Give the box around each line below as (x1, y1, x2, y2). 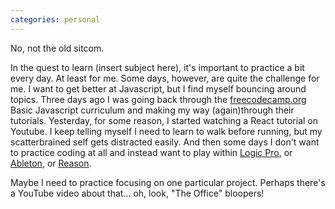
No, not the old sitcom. (10, 42, 105, 54)
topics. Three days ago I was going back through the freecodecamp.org (10, 93, 307, 105)
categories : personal (10, 14, 101, 25)
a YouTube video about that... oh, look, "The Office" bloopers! (10, 187, 265, 199)
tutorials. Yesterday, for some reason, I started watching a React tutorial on (10, 114, 318, 126)
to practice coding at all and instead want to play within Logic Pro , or (10, 146, 293, 158)
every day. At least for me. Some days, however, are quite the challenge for (10, 72, 320, 84)
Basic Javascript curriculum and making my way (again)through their (10, 104, 295, 116)
